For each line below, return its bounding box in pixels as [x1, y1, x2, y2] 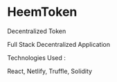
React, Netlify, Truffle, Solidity [7, 67, 92, 75]
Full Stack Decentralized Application [7, 40, 111, 48]
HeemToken [7, 4, 78, 20]
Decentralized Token [7, 27, 66, 35]
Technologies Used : [7, 53, 66, 62]
